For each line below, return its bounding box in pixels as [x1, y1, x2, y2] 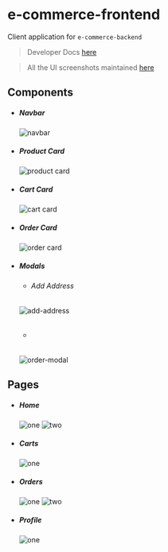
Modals [18, 261, 45, 270]
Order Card [18, 223, 57, 232]
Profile [18, 515, 42, 524]
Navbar [18, 107, 45, 117]
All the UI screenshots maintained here [26, 62, 154, 72]
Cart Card [18, 185, 53, 194]
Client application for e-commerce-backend [7, 32, 143, 41]
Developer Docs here [26, 47, 97, 56]
